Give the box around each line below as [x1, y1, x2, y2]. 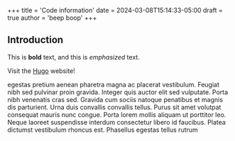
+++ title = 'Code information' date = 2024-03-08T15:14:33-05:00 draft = [7, 6, 223, 14]
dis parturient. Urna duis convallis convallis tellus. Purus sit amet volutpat [7, 103, 222, 111]
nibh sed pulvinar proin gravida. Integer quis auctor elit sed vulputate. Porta [7, 88, 229, 96]
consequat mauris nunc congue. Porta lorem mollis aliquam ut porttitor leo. [7, 110, 226, 119]
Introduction [7, 34, 64, 46]
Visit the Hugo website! [7, 67, 76, 75]
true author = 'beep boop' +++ [7, 13, 97, 22]
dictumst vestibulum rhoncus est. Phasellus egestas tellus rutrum [7, 125, 199, 134]
